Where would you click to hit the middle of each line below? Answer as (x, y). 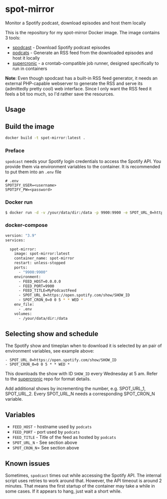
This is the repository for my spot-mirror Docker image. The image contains (83, 32)
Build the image (30, 126)
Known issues (28, 463)
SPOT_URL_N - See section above (45, 442)
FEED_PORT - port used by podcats (46, 432)
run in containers (30, 69)
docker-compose (27, 225)
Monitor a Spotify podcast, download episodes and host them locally (76, 23)
